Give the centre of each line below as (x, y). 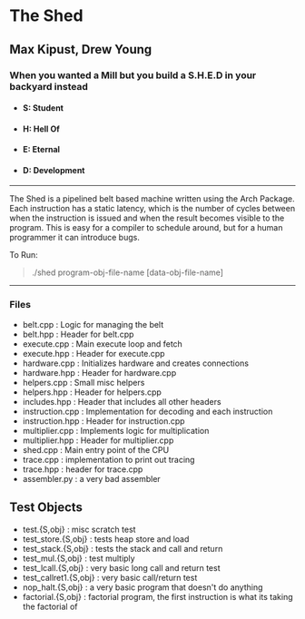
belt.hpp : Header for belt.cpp (78, 334)
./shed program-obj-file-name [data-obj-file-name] (128, 272)
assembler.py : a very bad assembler (91, 478)
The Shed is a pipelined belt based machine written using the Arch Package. (152, 199)
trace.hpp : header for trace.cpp (83, 469)
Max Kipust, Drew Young (81, 49)
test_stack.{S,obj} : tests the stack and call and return (123, 548)
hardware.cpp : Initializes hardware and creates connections (136, 363)
